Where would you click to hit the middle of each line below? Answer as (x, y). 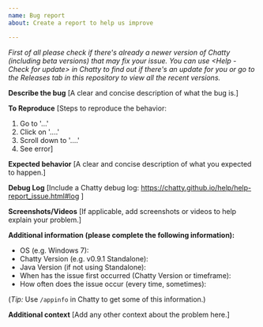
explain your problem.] (45, 220)
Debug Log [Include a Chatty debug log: (74, 187)
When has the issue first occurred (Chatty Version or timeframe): (125, 275)
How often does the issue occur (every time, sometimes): (113, 284)
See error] (36, 148)
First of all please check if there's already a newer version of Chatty (119, 52)
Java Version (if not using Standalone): (83, 267)
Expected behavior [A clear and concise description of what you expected (130, 163)
